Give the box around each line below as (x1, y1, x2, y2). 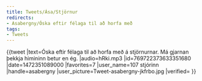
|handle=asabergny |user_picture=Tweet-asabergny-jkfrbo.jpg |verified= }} (6, 68, 196, 75)
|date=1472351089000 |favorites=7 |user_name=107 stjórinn (6, 62, 159, 69)
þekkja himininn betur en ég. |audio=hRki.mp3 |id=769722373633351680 (6, 55, 192, 62)
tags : (6, 26, 20, 32)
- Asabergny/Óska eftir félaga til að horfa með (6, 20, 133, 26)
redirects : (6, 15, 34, 21)
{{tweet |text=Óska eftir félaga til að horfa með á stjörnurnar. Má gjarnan (6, 48, 189, 55)
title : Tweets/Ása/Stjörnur (6, 9, 78, 15)
